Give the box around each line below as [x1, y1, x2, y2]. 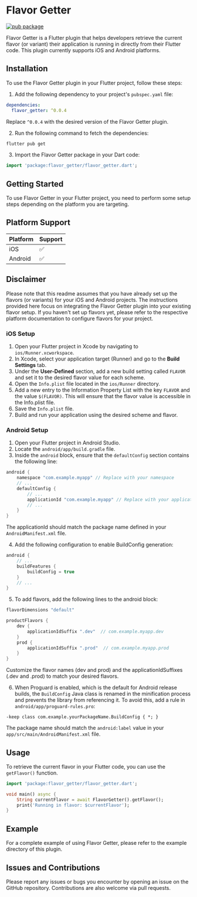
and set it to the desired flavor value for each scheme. [14, 373, 145, 381]
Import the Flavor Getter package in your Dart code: [14, 151, 140, 158]
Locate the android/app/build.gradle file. [14, 446, 116, 453]
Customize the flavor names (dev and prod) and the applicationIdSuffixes [6, 667, 183, 674]
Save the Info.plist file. [14, 405, 74, 412]
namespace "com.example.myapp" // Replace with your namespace [16, 475, 175, 481]
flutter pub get [6, 141, 46, 147]
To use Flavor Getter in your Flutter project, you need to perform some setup [6, 195, 191, 202]
